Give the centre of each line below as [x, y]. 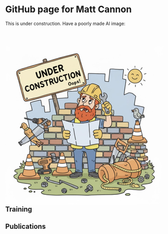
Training [19, 209]
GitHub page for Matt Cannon [69, 9]
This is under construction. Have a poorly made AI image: [65, 23]
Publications [26, 227]
